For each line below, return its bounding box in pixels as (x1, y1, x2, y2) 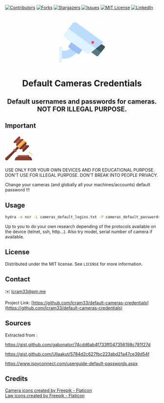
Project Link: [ (5, 299, 33, 305)
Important (5, 121, 36, 129)
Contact (5, 275, 30, 283)
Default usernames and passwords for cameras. (7, 97, 157, 106)
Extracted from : (5, 332, 38, 338)
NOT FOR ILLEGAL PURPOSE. (37, 105, 127, 113)
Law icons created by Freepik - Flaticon (5, 393, 85, 399)
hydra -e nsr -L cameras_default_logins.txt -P (5, 215, 104, 220)
